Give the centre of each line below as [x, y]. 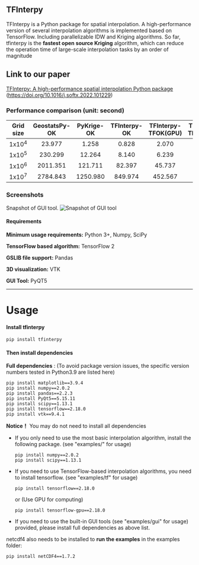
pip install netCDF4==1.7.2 [41, 557]
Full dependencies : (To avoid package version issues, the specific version [98, 366]
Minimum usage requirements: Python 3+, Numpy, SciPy [77, 235]
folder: [14, 545]
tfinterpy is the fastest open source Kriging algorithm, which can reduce [95, 43]
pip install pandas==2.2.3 [39, 394]
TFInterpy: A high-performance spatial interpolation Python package [90, 89]
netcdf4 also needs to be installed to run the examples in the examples [93, 539]
